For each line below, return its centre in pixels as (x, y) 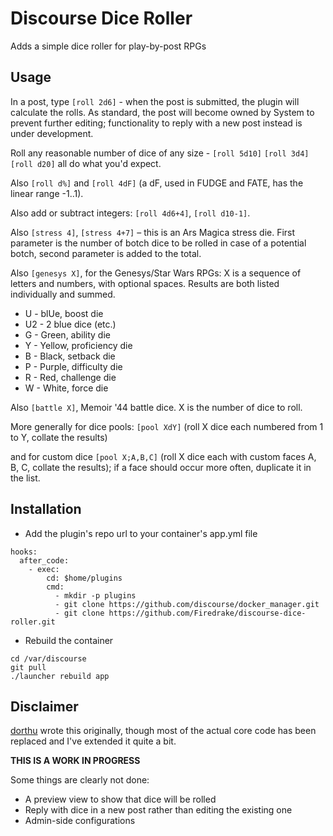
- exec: (44, 569)
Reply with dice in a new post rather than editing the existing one (158, 810)
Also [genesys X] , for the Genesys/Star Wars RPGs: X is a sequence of (156, 273)
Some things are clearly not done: (80, 780)
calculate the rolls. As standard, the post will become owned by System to (162, 112)
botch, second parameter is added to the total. (106, 253)
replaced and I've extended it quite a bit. (93, 741)
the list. (25, 478)
